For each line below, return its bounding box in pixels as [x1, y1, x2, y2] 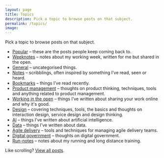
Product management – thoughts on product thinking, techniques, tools [12, 85, 157, 91]
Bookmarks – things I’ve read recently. [12, 80, 90, 86]
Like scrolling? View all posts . [5, 148, 65, 154]
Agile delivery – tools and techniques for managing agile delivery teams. [12, 127, 158, 133]
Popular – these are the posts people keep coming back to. [12, 49, 132, 55]
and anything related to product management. [12, 91, 106, 97]
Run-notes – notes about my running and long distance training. [12, 138, 141, 144]
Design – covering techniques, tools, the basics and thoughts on [12, 107, 142, 113]
